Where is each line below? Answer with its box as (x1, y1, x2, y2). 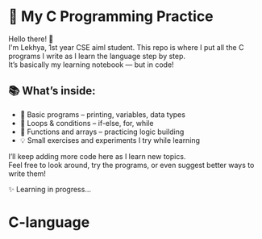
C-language (8, 213, 90, 231)
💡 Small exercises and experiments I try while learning (19, 135, 200, 145)
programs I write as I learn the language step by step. (8, 51, 186, 61)
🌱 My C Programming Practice (8, 7, 214, 26)
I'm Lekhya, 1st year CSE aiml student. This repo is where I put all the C (8, 42, 244, 52)
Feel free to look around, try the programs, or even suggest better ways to (8, 160, 255, 170)
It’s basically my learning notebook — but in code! (8, 60, 175, 69)
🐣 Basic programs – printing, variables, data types (19, 109, 185, 119)
